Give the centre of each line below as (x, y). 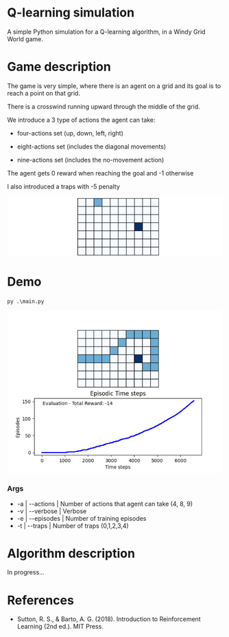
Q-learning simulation (71, 13)
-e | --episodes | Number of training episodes (82, 518)
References (40, 600)
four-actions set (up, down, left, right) (70, 133)
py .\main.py (26, 302)
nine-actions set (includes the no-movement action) (91, 160)
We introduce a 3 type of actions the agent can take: (81, 120)
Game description (59, 67)
